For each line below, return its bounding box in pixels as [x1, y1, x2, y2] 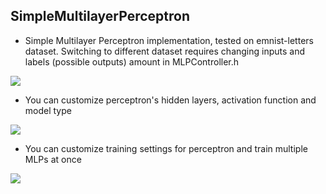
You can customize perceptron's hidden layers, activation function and [24, 94, 317, 106]
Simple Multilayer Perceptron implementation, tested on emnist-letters [24, 34, 314, 46]
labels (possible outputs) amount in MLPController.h [24, 55, 240, 68]
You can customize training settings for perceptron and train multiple [24, 142, 308, 154]
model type [24, 104, 72, 116]
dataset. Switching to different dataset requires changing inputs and [24, 45, 306, 57]
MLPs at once [24, 153, 82, 165]
